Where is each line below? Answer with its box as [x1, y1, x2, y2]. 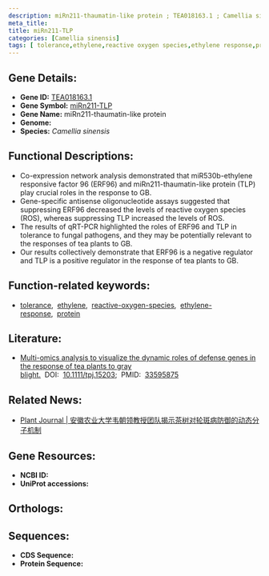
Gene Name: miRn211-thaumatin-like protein [19, 109, 167, 118]
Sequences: [8, 529, 70, 542]
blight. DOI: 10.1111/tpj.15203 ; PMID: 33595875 [19, 370, 179, 380]
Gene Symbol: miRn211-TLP [19, 101, 113, 110]
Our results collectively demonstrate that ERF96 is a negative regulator [19, 247, 254, 257]
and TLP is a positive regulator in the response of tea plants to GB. [19, 255, 239, 265]
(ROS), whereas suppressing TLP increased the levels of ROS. [19, 213, 225, 222]
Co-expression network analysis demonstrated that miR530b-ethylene [19, 170, 253, 180]
